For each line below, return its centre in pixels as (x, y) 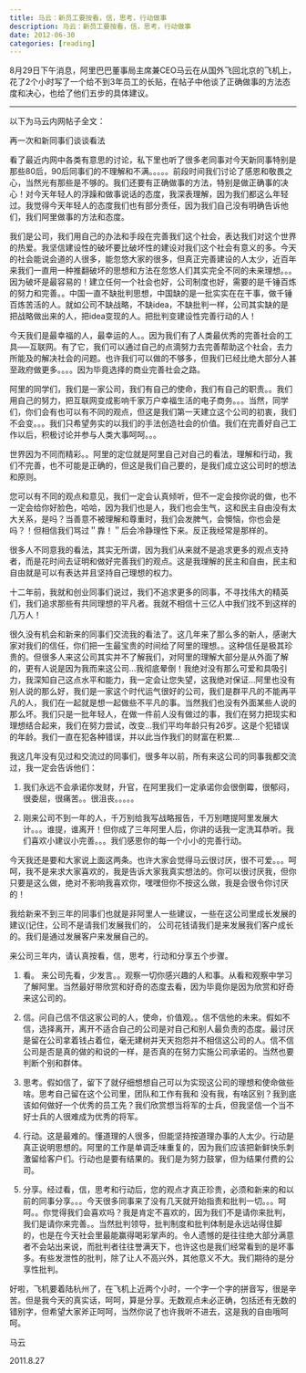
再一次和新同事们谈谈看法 (57, 140)
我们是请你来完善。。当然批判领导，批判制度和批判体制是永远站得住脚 (152, 1224)
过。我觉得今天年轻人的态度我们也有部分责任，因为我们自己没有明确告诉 (145, 205)
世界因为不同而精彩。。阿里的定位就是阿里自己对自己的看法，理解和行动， (147, 454)
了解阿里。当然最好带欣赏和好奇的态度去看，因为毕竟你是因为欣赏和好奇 (158, 987)
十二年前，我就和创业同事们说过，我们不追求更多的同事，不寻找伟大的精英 (149, 592)
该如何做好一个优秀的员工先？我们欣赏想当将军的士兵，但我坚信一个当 (154, 1106)
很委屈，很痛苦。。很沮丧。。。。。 (81, 798)
